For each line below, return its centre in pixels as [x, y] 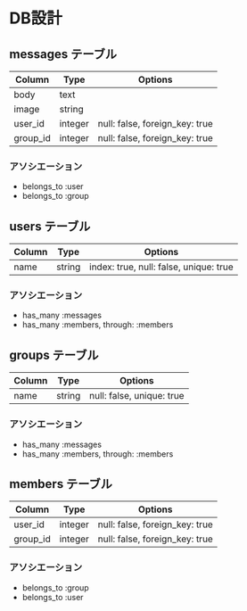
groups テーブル [54, 355]
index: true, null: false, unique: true [161, 267]
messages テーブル [63, 54]
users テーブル [50, 226]
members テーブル [61, 484]
